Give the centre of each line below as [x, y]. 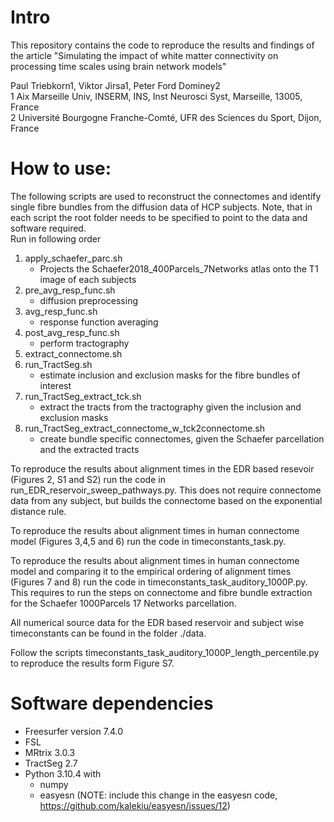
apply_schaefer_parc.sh [73, 258]
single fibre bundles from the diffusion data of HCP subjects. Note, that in [161, 207]
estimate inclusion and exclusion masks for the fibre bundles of [170, 375]
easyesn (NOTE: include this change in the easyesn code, [158, 795]
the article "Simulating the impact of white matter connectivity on [144, 55]
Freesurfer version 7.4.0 [74, 731]
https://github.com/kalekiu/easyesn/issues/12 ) [135, 805]
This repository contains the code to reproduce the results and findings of [162, 45]
